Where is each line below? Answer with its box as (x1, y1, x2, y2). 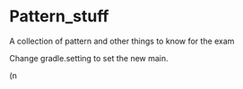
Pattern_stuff (9, 6, 109, 27)
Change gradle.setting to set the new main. (9, 53, 169, 63)
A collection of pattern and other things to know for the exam (9, 36, 235, 46)
